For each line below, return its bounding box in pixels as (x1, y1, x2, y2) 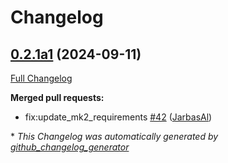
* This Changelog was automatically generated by (10, 131, 219, 142)
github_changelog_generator (10, 141, 130, 153)
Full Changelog (10, 72, 73, 84)
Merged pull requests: (10, 92, 105, 103)
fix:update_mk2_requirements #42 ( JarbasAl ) (24, 111, 213, 123)
